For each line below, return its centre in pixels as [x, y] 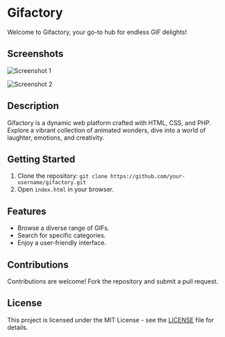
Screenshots [35, 54]
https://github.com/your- [148, 176]
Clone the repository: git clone [62, 176]
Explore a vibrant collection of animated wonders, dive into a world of [107, 130]
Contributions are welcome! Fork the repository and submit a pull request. [113, 281]
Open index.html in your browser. [66, 190]
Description [33, 106]
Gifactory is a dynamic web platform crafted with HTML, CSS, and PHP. [109, 122]
